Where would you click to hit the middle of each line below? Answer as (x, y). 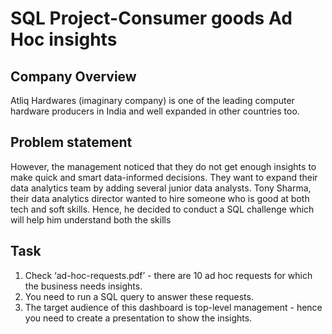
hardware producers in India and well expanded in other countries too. (155, 111)
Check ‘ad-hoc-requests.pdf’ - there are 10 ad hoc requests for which (168, 275)
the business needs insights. (83, 286)
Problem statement (71, 142)
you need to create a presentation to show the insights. (138, 318)
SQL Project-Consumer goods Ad (151, 18)
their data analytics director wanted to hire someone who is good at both (160, 198)
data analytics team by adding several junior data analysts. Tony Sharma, (161, 188)
